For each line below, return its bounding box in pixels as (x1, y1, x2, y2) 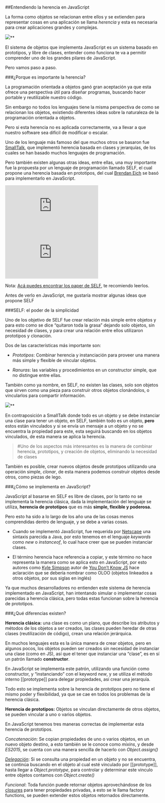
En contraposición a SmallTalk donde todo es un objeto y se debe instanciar (5, 413, 160, 418)
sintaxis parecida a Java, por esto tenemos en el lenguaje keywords (12, 534, 151, 540)
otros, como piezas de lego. (5, 474, 62, 480)
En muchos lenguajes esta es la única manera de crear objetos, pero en (5, 640, 152, 646)
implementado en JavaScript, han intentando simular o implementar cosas (5, 590, 157, 596)
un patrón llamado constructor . (5, 656, 70, 662)
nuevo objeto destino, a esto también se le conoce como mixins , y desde (5, 741, 154, 747)
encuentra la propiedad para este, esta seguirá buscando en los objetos (5, 428, 152, 434)
